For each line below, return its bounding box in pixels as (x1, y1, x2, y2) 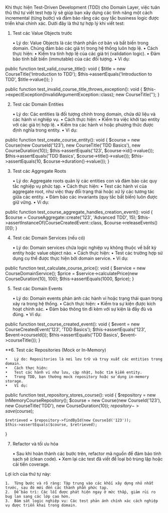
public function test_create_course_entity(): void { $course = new (5, 137, 140, 143)
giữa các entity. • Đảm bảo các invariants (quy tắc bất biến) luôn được (12, 194, 158, 200)
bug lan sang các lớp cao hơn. (5, 494, 71, 499)
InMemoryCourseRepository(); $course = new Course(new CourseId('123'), (5, 398, 161, 403)
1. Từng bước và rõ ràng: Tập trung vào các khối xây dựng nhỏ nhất (5, 481, 154, 486)
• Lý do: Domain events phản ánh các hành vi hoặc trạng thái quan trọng (12, 295, 163, 301)
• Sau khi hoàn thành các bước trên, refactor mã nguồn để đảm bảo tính (12, 451, 161, 457)
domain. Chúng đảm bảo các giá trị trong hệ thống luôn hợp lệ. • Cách (12, 45, 158, 51)
